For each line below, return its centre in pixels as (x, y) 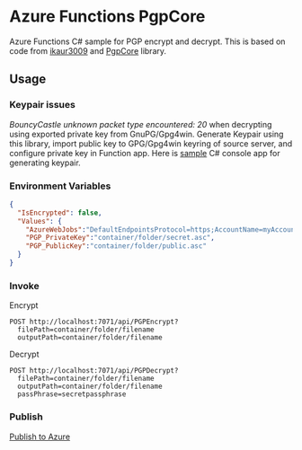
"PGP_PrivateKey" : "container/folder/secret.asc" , (120, 238)
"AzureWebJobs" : (56, 229)
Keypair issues (43, 105)
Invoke (24, 286)
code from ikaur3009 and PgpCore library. (88, 50)
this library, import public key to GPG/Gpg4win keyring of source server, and (151, 143)
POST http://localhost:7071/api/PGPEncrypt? (94, 322)
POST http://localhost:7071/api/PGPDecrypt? (94, 371)
